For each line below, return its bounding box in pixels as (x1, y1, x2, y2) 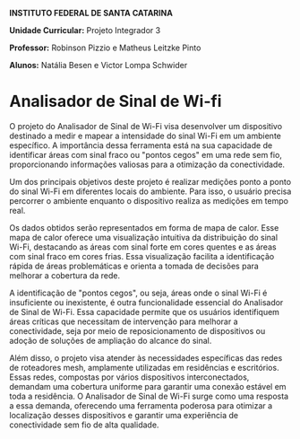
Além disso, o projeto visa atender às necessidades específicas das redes (9, 352, 283, 363)
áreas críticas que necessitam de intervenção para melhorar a (9, 316, 239, 327)
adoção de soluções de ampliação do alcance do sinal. (9, 335, 212, 346)
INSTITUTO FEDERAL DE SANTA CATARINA (9, 8, 173, 18)
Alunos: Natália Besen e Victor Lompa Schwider (9, 60, 188, 70)
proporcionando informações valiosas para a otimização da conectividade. (9, 159, 285, 170)
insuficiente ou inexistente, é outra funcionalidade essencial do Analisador (9, 296, 284, 308)
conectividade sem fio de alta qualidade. (9, 419, 159, 430)
